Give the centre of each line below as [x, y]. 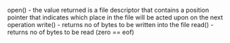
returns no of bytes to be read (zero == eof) [71, 32]
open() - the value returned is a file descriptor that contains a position [108, 10]
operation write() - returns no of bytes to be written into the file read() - [110, 25]
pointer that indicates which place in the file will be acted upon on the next [115, 17]
